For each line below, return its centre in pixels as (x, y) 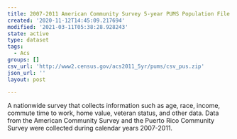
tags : (15, 47)
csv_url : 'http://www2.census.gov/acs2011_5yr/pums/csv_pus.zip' (106, 66)
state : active (28, 34)
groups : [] (23, 60)
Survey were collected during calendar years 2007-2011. (90, 128)
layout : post (27, 79)
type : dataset (28, 40)
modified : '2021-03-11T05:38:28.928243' (68, 27)
